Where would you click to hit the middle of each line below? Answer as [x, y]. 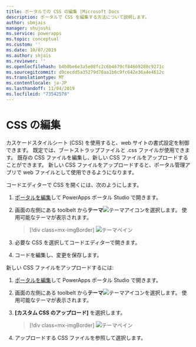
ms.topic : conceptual [33, 39]
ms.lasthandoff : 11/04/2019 [41, 89]
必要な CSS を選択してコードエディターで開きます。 [77, 242]
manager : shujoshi [29, 28]
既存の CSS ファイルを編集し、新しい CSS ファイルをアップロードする [103, 157]
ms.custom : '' [24, 45]
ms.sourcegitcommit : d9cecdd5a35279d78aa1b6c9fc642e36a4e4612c [85, 72]
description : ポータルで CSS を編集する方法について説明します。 [78, 17]
